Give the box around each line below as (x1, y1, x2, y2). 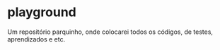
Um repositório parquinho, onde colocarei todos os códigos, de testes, (7, 27, 214, 36)
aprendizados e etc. (7, 35, 66, 43)
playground (7, 4, 76, 20)
